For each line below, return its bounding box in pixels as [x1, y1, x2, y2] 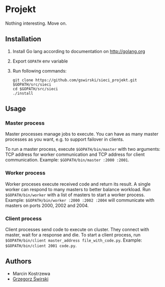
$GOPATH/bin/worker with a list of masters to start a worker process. [5, 192, 145, 198]
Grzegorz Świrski [12, 276, 49, 282]
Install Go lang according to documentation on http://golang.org [12, 48, 145, 54]
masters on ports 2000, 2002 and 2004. [5, 202, 89, 208]
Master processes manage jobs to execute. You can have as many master [5, 131, 159, 137]
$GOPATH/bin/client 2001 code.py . [5, 243, 77, 249]
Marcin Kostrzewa [12, 270, 50, 276]
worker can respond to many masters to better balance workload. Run [5, 186, 151, 192]
